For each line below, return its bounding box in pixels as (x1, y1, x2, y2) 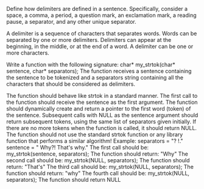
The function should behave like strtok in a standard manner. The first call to (6, 92, 198, 99)
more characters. (6, 49, 50, 57)
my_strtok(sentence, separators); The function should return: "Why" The (6, 150, 189, 157)
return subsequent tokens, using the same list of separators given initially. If (6, 118, 197, 125)
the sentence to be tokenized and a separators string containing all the (6, 74, 184, 81)
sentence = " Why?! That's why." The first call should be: (6, 144, 149, 151)
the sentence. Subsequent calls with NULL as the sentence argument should (6, 112, 199, 119)
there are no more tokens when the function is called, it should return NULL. (6, 125, 197, 131)
